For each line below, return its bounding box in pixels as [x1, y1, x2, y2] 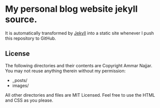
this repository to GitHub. [5, 35, 57, 41]
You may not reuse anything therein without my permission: [5, 68, 126, 74]
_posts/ [12, 77, 28, 83]
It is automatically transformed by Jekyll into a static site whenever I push [5, 30, 154, 36]
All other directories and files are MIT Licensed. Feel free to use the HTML [5, 92, 155, 98]
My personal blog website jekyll [5, 3, 138, 15]
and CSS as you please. [5, 97, 53, 103]
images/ [12, 82, 29, 88]
